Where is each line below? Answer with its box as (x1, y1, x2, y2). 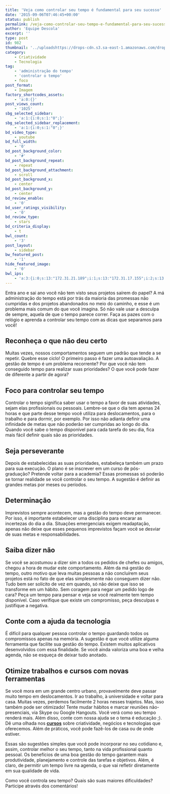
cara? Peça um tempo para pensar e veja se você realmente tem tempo (5, 591, 154, 598)
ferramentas (5, 674, 46, 683)
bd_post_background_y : (5, 186, 53, 191)
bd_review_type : (5, 215, 39, 220)
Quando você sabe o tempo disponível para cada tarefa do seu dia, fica (5, 426, 154, 433)
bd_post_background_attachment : (5, 168, 73, 173)
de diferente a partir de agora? (5, 372, 69, 378)
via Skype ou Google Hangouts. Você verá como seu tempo (31, 709, 156, 716)
